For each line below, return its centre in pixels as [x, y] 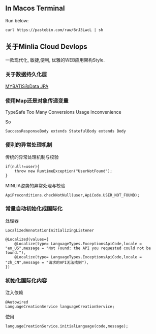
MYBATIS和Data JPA [27, 86]
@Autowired [17, 302]
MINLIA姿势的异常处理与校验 [35, 185]
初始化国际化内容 [26, 280]
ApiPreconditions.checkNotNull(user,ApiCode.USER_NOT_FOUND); [72, 195]
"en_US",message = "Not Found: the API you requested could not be [78, 248]
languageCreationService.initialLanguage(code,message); [67, 326]
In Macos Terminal [35, 8]
